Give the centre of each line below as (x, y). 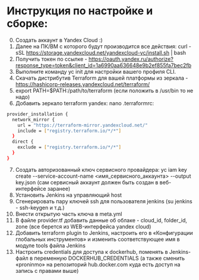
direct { (23, 142)
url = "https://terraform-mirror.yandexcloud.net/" (83, 125)
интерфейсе (31, 188)
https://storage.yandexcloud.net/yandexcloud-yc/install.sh (98, 52)
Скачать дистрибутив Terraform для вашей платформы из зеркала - (102, 78)
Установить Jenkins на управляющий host (69, 195)
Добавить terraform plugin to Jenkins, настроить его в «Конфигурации (104, 232)
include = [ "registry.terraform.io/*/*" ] (69, 131)
